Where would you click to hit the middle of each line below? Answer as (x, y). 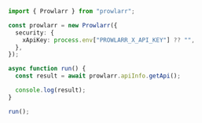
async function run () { (47, 69)
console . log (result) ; (51, 90)
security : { (35, 33)
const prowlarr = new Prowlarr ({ (63, 25)
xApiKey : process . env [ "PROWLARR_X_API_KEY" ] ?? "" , (108, 40)
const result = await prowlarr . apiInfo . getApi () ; (98, 76)
